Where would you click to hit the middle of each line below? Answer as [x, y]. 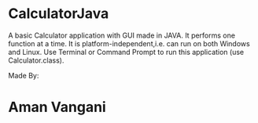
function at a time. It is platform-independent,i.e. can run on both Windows [129, 43]
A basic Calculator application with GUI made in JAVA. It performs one [122, 35]
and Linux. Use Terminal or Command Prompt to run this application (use [126, 52]
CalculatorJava [59, 14]
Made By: [24, 75]
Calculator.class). [36, 60]
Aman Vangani [57, 107]
